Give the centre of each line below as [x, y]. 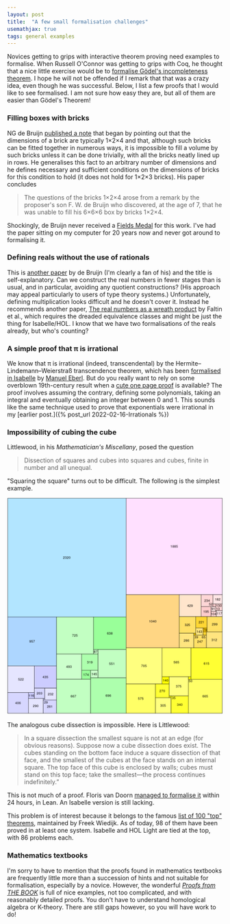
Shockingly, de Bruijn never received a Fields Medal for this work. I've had [112, 225]
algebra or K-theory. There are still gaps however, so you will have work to [112, 907]
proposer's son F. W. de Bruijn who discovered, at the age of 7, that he [123, 204]
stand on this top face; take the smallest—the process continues [115, 774]
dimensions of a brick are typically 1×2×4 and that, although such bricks [109, 140]
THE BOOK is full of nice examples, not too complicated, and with [99, 892]
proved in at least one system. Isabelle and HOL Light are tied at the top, [109, 831]
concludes [22, 184]
